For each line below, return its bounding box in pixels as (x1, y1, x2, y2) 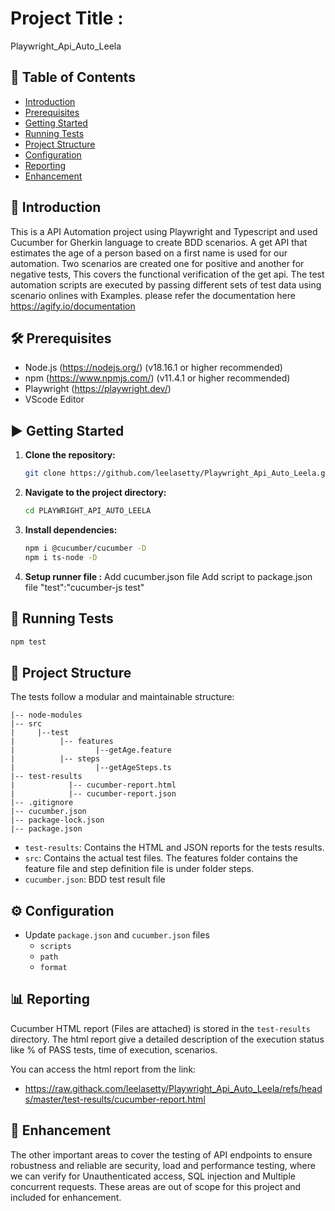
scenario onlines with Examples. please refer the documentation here (10, 289, 296, 301)
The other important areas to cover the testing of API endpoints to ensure (10, 1148, 313, 1161)
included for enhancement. (10, 1191, 122, 1203)
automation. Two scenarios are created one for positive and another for (10, 257, 305, 269)
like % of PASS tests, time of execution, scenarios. (10, 1043, 218, 1056)
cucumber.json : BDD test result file (24, 873, 166, 886)
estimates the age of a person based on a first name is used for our (10, 247, 288, 259)
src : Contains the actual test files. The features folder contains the (24, 852, 298, 864)
